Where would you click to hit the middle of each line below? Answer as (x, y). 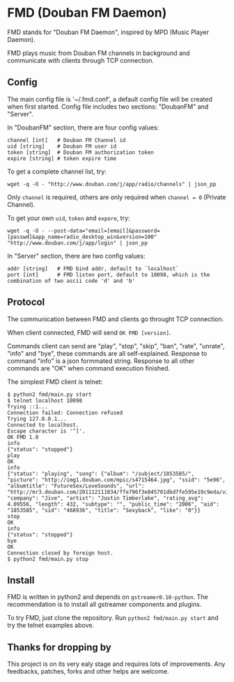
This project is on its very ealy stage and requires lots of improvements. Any (116, 664)
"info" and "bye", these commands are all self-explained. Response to (107, 353)
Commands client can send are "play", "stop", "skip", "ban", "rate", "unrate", (116, 346)
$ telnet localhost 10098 (45, 401)
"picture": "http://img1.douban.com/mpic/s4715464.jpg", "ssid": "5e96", (117, 480)
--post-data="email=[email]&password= (104, 231)
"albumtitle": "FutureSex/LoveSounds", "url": (76, 486)
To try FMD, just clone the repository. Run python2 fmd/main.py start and (113, 618)
